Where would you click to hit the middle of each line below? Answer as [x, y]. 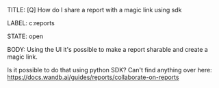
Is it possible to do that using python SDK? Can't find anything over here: [109, 70]
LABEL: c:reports [31, 23]
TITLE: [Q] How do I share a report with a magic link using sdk [94, 10]
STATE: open [25, 36]
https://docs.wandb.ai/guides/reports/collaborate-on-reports [93, 77]
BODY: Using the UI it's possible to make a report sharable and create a [108, 49]
